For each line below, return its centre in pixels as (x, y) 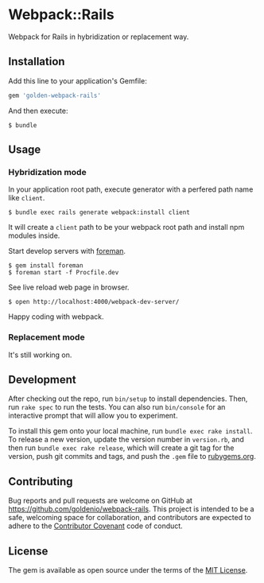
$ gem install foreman (46, 266)
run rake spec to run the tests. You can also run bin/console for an (117, 407)
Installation (37, 62)
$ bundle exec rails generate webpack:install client (99, 212)
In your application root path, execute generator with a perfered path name (131, 189)
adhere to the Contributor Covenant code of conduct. (95, 526)
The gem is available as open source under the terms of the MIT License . (128, 570)
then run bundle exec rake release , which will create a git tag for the (121, 448)
